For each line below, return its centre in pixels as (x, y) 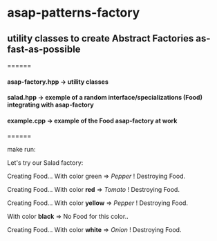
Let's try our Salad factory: (45, 163)
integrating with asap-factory (51, 105)
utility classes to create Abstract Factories (101, 38)
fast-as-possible (44, 49)
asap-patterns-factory (74, 13)
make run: (21, 150)
